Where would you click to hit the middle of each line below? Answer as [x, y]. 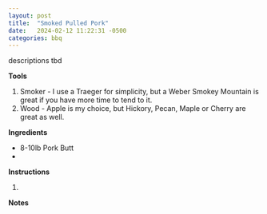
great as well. [42, 117]
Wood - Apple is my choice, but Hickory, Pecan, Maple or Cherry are [133, 109]
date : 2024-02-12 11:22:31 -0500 [68, 30]
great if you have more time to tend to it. [86, 100]
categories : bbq [35, 38]
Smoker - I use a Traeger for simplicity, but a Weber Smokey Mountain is [139, 92]
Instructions [29, 172]
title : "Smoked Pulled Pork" [59, 23]
